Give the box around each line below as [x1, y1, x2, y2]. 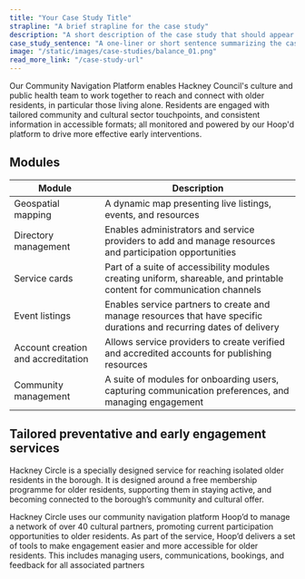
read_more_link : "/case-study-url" [9, 55, 144, 64]
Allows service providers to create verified [104, 335, 286, 348]
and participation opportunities [104, 246, 237, 259]
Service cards [14, 271, 74, 284]
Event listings [14, 309, 71, 322]
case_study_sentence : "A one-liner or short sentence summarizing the [9, 38, 282, 48]
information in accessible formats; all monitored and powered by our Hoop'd [9, 119, 295, 130]
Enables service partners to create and [104, 298, 271, 310]
